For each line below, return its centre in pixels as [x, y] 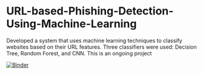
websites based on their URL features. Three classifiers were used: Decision [101, 47]
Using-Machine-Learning [72, 24]
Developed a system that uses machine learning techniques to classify [95, 40]
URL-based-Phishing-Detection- [90, 11]
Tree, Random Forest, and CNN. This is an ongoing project [79, 53]
